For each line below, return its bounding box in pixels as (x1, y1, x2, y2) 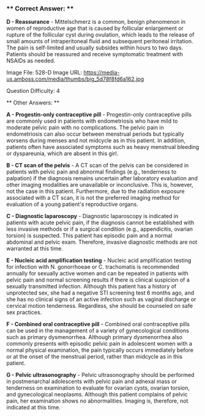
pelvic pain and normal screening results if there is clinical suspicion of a (6, 276, 190, 283)
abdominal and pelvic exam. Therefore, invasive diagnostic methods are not (6, 238, 198, 246)
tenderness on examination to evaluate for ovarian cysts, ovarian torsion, (6, 384, 190, 392)
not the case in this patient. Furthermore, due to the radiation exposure (6, 188, 185, 195)
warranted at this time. (6, 245, 63, 252)
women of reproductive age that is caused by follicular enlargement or (6, 24, 184, 32)
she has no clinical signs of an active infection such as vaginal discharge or (6, 296, 196, 303)
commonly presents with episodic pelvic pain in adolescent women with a (6, 340, 193, 348)
